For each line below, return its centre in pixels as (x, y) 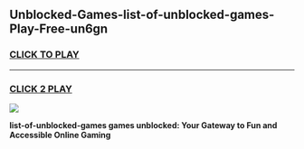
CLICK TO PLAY (44, 55)
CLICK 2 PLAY (41, 88)
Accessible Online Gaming (60, 135)
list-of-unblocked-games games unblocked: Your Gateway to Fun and (143, 125)
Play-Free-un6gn (59, 29)
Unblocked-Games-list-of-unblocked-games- (142, 15)
